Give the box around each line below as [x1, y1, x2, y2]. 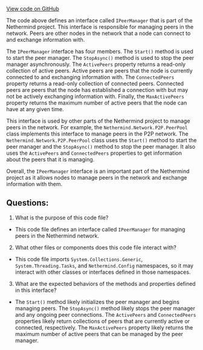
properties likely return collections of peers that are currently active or [14, 317, 190, 325]
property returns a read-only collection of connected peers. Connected [6, 80, 184, 87]
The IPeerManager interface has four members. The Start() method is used [6, 48, 193, 55]
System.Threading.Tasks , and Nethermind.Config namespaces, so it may [14, 262, 194, 269]
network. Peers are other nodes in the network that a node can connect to [6, 30, 191, 37]
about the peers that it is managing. [6, 156, 95, 163]
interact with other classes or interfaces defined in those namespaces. [14, 268, 191, 276]
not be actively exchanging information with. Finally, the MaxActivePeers [6, 93, 184, 100]
